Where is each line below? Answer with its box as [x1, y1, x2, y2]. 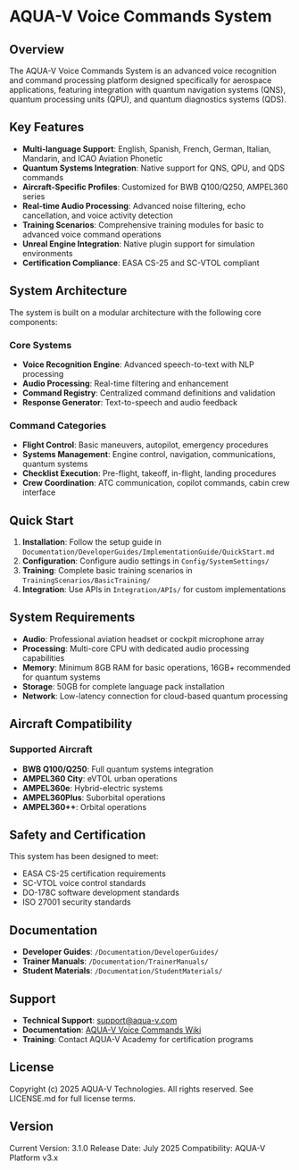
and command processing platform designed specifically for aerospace [9, 75, 272, 86]
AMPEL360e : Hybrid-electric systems [21, 782, 163, 793]
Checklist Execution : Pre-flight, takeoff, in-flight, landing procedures [21, 468, 277, 479]
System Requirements [9, 610, 136, 625]
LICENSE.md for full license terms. [9, 1092, 137, 1104]
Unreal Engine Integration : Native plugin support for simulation [21, 238, 256, 249]
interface [21, 487, 56, 497]
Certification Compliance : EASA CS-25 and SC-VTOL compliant [21, 257, 261, 268]
